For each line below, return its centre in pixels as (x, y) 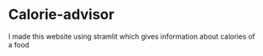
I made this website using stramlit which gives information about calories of (132, 36)
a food (19, 44)
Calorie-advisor (62, 15)
